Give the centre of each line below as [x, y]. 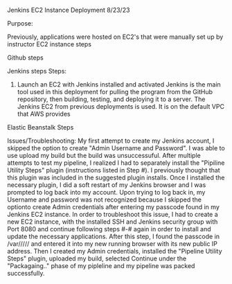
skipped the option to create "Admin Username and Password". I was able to [116, 148]
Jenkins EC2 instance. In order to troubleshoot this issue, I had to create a [113, 214]
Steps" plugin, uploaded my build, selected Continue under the [97, 258]
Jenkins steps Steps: [37, 71]
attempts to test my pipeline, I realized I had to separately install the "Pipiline [116, 163]
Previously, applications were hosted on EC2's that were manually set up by [115, 37]
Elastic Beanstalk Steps [41, 127]
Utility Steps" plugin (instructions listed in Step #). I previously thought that [114, 170]
